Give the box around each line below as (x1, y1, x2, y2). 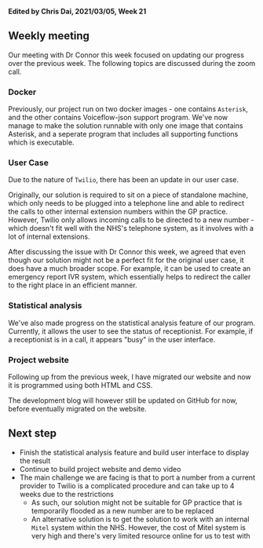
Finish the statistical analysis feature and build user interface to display (19, 448, 250, 457)
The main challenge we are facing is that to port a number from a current (19, 473, 255, 482)
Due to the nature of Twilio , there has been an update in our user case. (8, 175, 239, 184)
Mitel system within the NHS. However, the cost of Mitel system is (31, 522, 246, 532)
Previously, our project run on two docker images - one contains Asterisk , (8, 104, 249, 114)
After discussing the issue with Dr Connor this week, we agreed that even (8, 247, 246, 257)
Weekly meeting (8, 29, 90, 42)
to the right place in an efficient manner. (8, 280, 137, 290)
